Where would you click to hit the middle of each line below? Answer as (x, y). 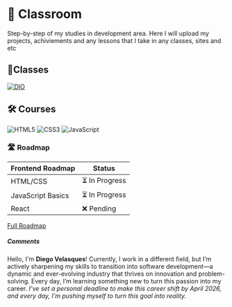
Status (104, 168)
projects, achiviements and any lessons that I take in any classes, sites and (114, 40)
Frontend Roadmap (43, 168)
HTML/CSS (29, 182)
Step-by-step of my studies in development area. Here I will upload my (108, 33)
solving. (18, 281)
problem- (212, 274)
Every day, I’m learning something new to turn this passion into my (126, 281)
